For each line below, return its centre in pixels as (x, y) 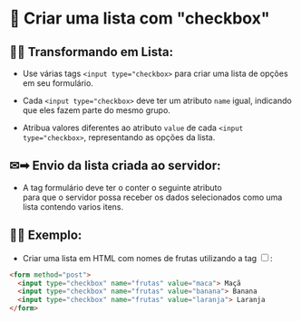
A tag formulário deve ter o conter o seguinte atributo (122, 187)
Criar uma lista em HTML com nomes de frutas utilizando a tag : (148, 258)
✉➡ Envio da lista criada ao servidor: (115, 166)
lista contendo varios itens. (73, 206)
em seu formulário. (58, 83)
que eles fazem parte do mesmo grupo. (96, 110)
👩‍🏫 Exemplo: (46, 236)
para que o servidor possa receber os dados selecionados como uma (152, 197)
